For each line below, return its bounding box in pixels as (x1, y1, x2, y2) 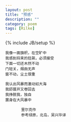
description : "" (5, 17, 39, 22)
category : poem (5, 21, 37, 27)
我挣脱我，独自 (5, 92, 32, 97)
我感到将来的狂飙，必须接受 (5, 56, 54, 61)
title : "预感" (5, 12, 34, 17)
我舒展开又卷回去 (5, 87, 36, 92)
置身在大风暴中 (5, 97, 32, 103)
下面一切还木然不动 (5, 61, 39, 66)
